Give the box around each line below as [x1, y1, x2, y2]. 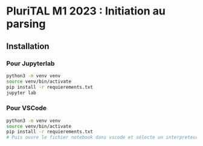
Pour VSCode [6, 104, 47, 112]
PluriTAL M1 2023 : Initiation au [6, 4, 166, 18]
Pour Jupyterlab [6, 59, 55, 68]
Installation [6, 41, 50, 51]
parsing [6, 17, 46, 31]
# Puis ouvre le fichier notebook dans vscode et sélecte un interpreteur [6, 135, 199, 141]
